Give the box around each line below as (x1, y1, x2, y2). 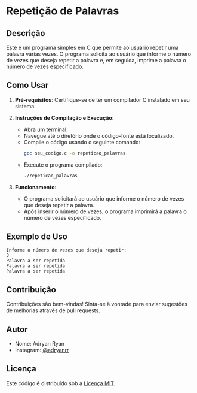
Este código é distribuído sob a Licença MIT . (6, 379, 116, 387)
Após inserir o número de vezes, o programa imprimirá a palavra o (23, 208, 187, 215)
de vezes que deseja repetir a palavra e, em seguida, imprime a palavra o (6, 57, 186, 64)
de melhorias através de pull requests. (6, 307, 100, 314)
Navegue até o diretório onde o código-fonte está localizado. (23, 132, 174, 139)
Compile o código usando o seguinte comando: (23, 138, 140, 146)
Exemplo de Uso (6, 231, 67, 241)
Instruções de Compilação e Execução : (14, 114, 114, 121)
